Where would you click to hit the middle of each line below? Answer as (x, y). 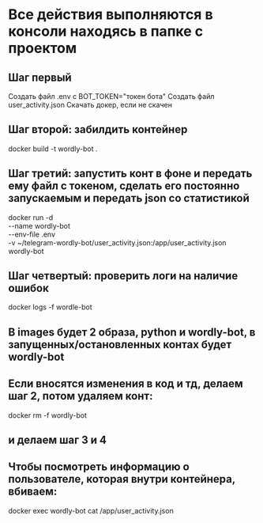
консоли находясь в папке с (106, 31)
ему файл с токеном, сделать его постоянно (124, 186)
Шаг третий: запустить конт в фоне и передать (130, 174)
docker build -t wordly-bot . (53, 149)
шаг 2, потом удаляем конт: (81, 396)
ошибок (28, 288)
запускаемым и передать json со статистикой (129, 198)
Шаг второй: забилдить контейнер (98, 129)
